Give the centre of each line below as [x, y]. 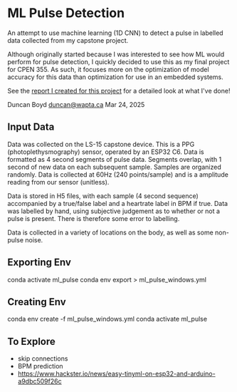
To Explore [31, 341]
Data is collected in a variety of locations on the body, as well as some [110, 232]
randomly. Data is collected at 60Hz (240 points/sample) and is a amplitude [118, 174]
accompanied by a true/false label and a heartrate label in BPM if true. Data [118, 203]
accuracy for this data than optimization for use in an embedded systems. [116, 77]
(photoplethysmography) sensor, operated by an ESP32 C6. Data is [106, 152]
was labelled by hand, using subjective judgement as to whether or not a [114, 211]
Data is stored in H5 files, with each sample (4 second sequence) [103, 196]
